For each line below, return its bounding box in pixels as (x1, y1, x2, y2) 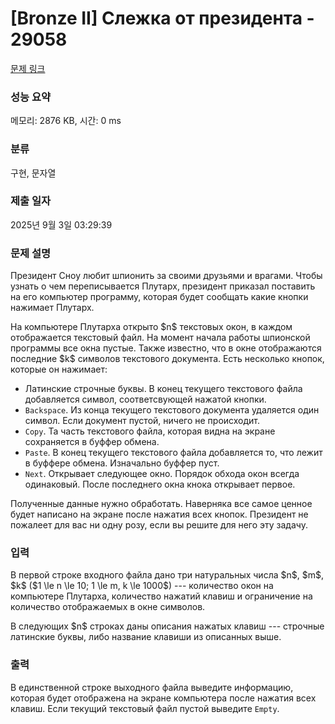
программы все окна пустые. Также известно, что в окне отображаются (10, 342, 322, 354)
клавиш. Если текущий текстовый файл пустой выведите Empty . (10, 702, 280, 714)
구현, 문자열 (10, 167, 57, 179)
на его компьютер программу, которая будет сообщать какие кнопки (10, 291, 309, 303)
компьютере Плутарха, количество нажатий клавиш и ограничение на (10, 590, 313, 602)
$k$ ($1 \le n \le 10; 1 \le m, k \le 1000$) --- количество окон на (10, 580, 274, 592)
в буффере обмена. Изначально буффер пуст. (24, 457, 220, 469)
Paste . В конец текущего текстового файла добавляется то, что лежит (24, 447, 323, 459)
